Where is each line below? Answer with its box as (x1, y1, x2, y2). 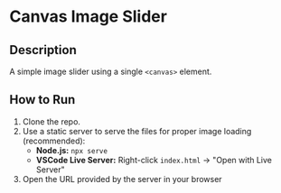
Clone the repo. (22, 115, 81, 127)
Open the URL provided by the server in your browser (22, 173, 223, 184)
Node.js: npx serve (35, 144, 108, 155)
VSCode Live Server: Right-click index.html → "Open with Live (35, 154, 273, 165)
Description (9, 42, 77, 58)
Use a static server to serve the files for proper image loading (22, 125, 252, 136)
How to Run (9, 92, 76, 107)
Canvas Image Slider (9, 6, 167, 27)
